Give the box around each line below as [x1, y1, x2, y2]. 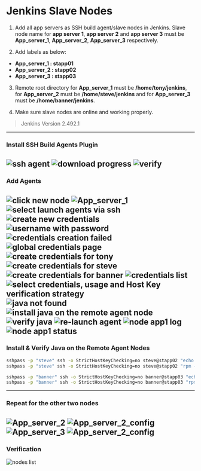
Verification [6, 445, 42, 453]
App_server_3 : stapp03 [14, 72, 77, 79]
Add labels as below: [14, 48, 67, 55]
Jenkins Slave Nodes [6, 4, 112, 18]
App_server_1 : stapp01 [14, 60, 74, 67]
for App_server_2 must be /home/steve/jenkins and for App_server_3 [14, 90, 191, 97]
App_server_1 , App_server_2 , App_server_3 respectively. [14, 36, 159, 44]
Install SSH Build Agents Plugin [6, 140, 99, 149]
